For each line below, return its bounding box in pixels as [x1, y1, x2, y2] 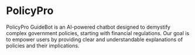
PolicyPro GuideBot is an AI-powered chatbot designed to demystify [6, 23, 171, 30]
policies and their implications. [6, 42, 80, 49]
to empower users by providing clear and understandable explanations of [6, 36, 183, 43]
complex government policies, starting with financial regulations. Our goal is [6, 29, 190, 36]
